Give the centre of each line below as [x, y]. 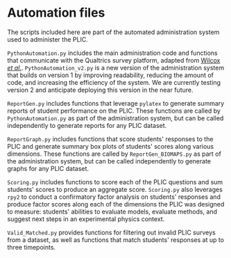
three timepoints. [32, 247]
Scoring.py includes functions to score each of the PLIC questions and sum [115, 182]
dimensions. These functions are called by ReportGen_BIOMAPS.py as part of [114, 154]
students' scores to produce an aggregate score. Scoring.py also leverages [115, 189]
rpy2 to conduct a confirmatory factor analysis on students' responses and [114, 197]
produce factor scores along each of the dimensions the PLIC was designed [116, 204]
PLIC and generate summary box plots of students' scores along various [110, 146]
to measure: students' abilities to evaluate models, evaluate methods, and [112, 211]
